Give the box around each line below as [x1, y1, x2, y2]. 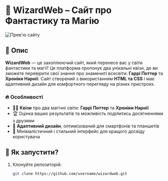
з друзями [12, 118, 35, 124]
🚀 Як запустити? [5, 148, 59, 157]
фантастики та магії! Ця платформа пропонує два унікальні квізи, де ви [5, 65, 158, 71]
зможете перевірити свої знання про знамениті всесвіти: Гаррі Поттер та [5, 70, 163, 76]
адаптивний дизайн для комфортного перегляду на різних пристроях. [5, 81, 155, 87]
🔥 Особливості [5, 93, 44, 100]
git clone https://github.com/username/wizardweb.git [12, 171, 127, 176]
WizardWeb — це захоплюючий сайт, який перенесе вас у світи [5, 60, 143, 66]
